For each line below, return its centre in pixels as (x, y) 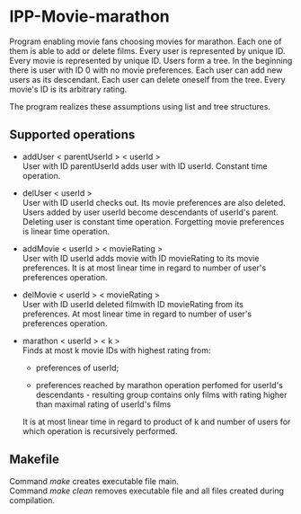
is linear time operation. (66, 231)
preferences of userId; (77, 368)
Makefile (35, 460)
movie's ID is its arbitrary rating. (68, 89)
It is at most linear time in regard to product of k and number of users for (156, 421)
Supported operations (72, 135)
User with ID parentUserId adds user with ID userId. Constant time (145, 166)
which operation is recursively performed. (100, 431)
